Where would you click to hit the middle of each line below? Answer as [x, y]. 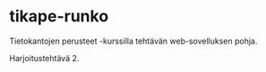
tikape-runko [59, 16]
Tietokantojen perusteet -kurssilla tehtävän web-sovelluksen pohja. [133, 41]
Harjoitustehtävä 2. [44, 58]
